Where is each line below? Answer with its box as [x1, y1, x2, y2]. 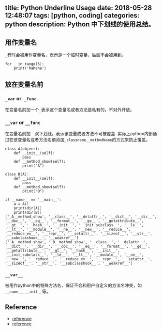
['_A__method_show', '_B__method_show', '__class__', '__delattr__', [5, 240, 148, 245]
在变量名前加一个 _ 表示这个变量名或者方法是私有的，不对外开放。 [5, 107, 134, 112]
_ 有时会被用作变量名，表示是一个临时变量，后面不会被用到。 [5, 52, 126, 58]
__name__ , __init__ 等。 [5, 288, 51, 295]
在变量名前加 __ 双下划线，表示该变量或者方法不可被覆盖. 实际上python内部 [5, 131, 153, 137]
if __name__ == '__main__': [5, 197, 62, 203]
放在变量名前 [5, 80, 44, 89]
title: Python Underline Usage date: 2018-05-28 [5, 4, 152, 12]
